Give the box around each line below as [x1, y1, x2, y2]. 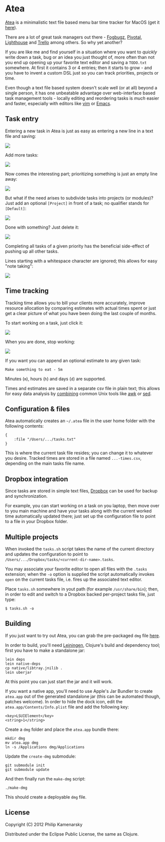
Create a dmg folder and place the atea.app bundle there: [5, 726, 119, 732]
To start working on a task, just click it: [5, 320, 84, 326]
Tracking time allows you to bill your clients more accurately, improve [5, 300, 145, 306]
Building [5, 619, 31, 628]
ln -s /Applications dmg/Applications [5, 744, 85, 750]
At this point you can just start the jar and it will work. [5, 679, 113, 684]
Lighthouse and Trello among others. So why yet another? [5, 39, 123, 45]
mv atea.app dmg [5, 740, 38, 745]
